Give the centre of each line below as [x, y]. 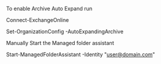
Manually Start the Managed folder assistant [60, 43]
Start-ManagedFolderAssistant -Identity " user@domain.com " [81, 55]
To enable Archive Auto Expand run [49, 9]
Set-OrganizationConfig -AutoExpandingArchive [65, 31]
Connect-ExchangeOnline [38, 20]
